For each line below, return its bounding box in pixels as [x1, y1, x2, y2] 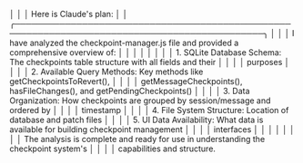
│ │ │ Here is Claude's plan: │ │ [9, 9, 128, 19]
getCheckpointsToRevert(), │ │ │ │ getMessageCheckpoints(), [9, 76, 243, 86]
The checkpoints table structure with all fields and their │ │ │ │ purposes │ [9, 57, 290, 67]
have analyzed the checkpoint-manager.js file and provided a [9, 37, 239, 48]
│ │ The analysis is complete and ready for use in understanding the [9, 134, 266, 144]
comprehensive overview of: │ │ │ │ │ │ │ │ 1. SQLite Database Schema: [9, 47, 282, 58]
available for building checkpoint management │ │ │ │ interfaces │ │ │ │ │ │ [9, 124, 296, 135]
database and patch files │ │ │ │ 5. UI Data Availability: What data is [9, 114, 264, 125]
